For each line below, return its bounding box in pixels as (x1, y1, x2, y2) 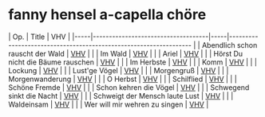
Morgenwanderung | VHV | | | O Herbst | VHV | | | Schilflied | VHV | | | (8, 74, 237, 84)
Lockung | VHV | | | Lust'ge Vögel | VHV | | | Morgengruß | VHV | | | (8, 65, 229, 75)
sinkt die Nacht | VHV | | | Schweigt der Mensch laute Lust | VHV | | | (8, 91, 234, 100)
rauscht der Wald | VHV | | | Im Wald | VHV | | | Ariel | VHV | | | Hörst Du (8, 49, 243, 58)
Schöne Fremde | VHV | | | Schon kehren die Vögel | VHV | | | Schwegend (8, 82, 250, 92)
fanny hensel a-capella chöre (8, 6, 207, 24)
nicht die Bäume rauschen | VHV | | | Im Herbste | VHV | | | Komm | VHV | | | (8, 57, 258, 67)
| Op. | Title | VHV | (8, 32, 70, 41)
